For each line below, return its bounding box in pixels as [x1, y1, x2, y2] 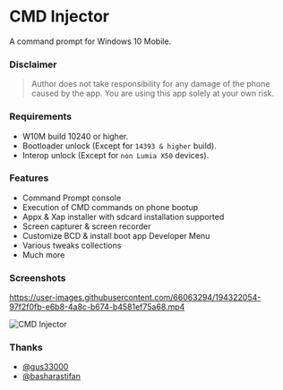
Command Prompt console [21, 192, 122, 203]
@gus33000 [21, 361, 69, 372]
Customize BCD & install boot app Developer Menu [21, 230, 210, 241]
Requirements [9, 110, 73, 123]
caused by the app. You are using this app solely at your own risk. [30, 88, 275, 99]
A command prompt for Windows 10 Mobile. [9, 36, 172, 47]
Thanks [9, 342, 43, 354]
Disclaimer [9, 58, 57, 71]
